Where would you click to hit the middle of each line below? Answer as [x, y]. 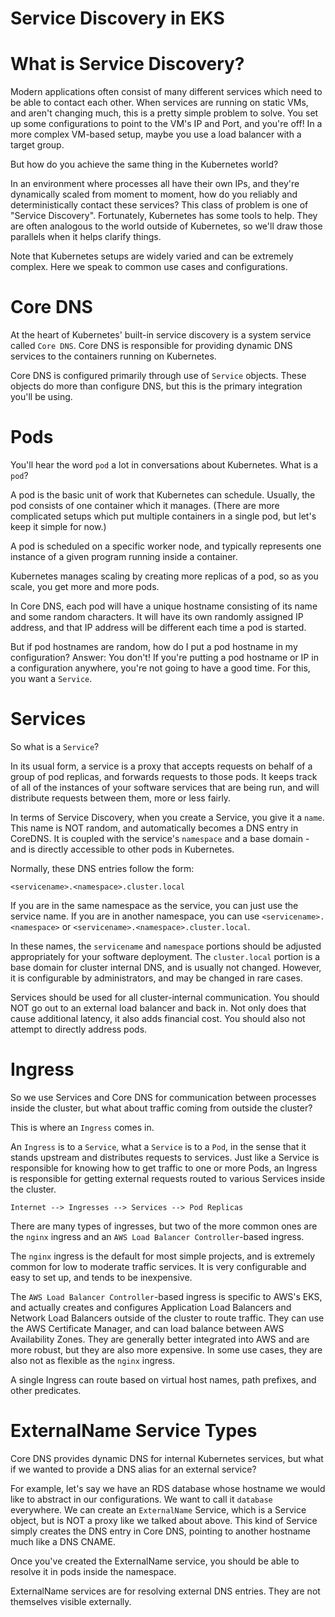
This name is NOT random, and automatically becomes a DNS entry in [154, 828]
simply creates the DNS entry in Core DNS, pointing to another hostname [160, 1531]
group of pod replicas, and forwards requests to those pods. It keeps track [164, 776]
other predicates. [46, 1390]
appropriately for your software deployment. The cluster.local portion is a [165, 956]
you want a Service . [51, 678]
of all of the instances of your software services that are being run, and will [165, 787]
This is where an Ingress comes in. [82, 1127]
